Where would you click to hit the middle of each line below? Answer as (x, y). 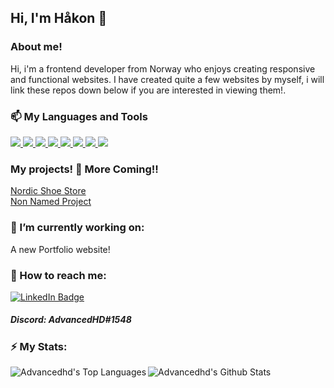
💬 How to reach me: (58, 275)
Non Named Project (51, 202)
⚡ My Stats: (39, 346)
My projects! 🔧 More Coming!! (84, 169)
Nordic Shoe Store (48, 191)
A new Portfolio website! (60, 249)
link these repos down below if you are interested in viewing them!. (148, 90)
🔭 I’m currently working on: (77, 228)
